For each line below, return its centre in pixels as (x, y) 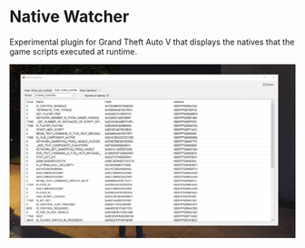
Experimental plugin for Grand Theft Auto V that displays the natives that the (152, 42)
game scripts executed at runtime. (74, 51)
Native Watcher (69, 17)
